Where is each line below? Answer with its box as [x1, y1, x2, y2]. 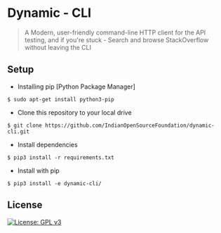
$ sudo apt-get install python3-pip [7, 96, 114, 103]
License [7, 199, 43, 211]
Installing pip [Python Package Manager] [17, 82, 135, 91]
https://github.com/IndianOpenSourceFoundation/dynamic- [44, 122, 215, 129]
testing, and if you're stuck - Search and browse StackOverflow [24, 35, 209, 44]
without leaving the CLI [24, 43, 91, 51]
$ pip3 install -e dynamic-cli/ [7, 180, 102, 187]
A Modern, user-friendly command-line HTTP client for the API [24, 28, 206, 37]
